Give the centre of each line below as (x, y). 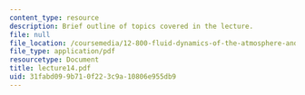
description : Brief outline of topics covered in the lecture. (132, 26)
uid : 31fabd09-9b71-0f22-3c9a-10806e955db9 (93, 77)
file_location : (38, 43)
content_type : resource (54, 18)
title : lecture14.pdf (50, 69)
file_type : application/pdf (63, 52)
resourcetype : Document (54, 60)
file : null (30, 34)
